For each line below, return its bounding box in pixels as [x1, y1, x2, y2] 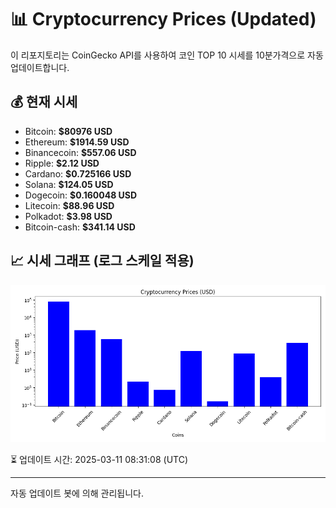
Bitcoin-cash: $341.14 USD [24, 221, 136, 233]
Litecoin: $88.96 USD [24, 199, 115, 211]
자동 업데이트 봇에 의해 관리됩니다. [10, 487, 144, 499]
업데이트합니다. [10, 61, 70, 73]
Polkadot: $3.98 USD [24, 210, 113, 222]
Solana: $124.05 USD [24, 178, 114, 190]
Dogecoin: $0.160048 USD [24, 189, 138, 201]
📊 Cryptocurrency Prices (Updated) [10, 8, 317, 31]
